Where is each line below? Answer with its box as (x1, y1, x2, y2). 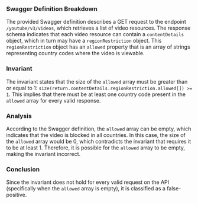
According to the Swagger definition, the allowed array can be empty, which (6, 125, 191, 132)
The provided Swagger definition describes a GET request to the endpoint (6, 18, 186, 26)
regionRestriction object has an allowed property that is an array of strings (6, 43, 190, 50)
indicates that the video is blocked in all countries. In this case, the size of (6, 131, 186, 138)
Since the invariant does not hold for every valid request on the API (6, 179, 170, 186)
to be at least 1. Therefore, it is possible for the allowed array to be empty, (6, 144, 185, 151)
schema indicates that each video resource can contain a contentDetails (6, 31, 184, 38)
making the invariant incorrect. (6, 150, 81, 157)
